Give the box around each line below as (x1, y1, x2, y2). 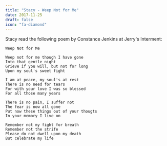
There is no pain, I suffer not (5, 100, 74, 105)
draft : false (5, 17, 33, 22)
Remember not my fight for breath (5, 122, 79, 127)
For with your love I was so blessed (5, 86, 86, 92)
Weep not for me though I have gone (5, 55, 83, 60)
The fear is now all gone (5, 104, 60, 109)
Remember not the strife (5, 127, 58, 132)
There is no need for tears (5, 82, 66, 87)
